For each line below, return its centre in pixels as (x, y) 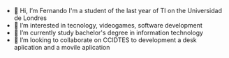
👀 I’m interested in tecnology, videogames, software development (108, 25)
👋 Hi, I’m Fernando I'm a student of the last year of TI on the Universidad (118, 11)
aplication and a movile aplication (62, 47)
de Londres (30, 18)
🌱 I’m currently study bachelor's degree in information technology (109, 32)
